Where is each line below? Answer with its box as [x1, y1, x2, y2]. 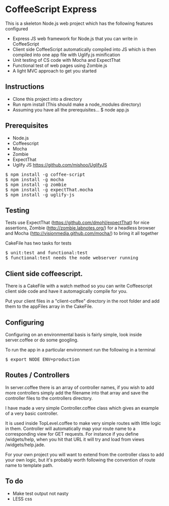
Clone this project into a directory [12, 96, 82, 102]
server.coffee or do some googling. [5, 337, 79, 343]
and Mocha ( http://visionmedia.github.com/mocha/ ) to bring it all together [5, 230, 159, 237]
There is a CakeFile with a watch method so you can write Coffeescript [5, 283, 153, 289]
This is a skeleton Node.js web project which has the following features [5, 20, 153, 26]
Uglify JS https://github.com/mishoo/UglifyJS [12, 162, 107, 168]
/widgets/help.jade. [5, 442, 45, 448]
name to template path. [5, 462, 53, 468]
